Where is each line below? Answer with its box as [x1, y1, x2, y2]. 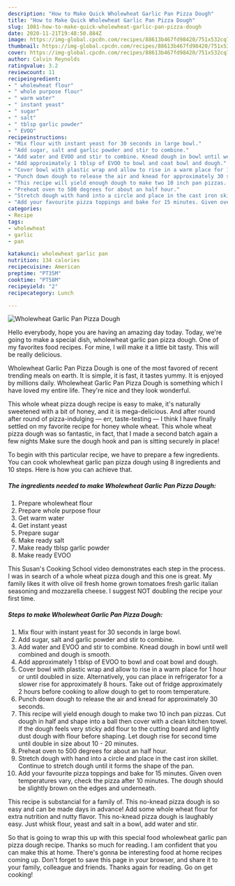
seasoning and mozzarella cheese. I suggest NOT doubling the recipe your [8, 587, 222, 595]
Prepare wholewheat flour [17, 499, 93, 508]
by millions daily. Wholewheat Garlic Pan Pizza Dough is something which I [8, 379, 223, 387]
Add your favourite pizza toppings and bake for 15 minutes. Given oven [17, 769, 222, 778]
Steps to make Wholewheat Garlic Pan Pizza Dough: [8, 610, 163, 619]
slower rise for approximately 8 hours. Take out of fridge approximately [17, 680, 222, 689]
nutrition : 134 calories [8, 257, 80, 264]
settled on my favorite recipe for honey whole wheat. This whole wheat [8, 422, 212, 431]
